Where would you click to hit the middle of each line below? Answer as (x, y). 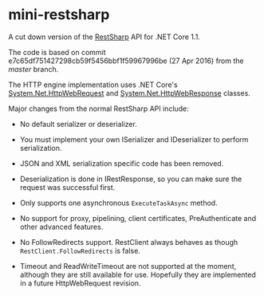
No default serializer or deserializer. (78, 124)
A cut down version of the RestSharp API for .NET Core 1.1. (104, 37)
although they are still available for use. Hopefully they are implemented (138, 274)
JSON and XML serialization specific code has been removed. (122, 163)
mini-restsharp (59, 15)
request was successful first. (67, 187)
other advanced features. (61, 227)
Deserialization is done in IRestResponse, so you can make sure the (131, 179)
